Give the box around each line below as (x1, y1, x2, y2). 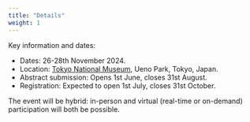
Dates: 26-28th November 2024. (19, 56, 126, 65)
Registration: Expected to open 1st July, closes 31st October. (19, 80, 216, 91)
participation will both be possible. (8, 104, 120, 114)
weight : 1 (8, 19, 41, 27)
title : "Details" (8, 11, 65, 20)
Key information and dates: (8, 40, 96, 50)
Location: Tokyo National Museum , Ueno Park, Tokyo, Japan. (19, 64, 218, 73)
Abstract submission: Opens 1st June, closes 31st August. (19, 72, 207, 82)
